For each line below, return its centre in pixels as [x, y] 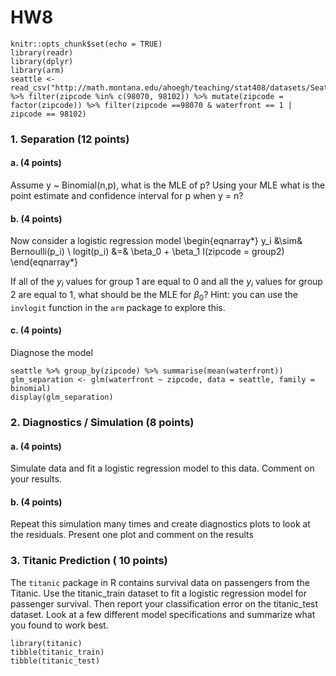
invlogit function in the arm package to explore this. [118, 307]
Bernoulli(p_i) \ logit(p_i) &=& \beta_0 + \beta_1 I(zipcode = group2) [147, 252]
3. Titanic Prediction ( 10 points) [89, 561]
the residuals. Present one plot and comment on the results [132, 535]
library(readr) [42, 52]
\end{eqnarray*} [44, 262]
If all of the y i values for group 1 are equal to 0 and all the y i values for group [166, 283]
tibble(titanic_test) [55, 661]
